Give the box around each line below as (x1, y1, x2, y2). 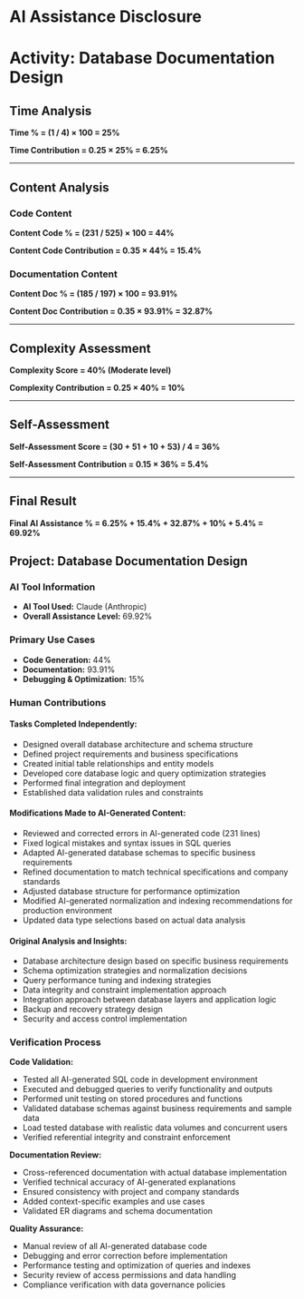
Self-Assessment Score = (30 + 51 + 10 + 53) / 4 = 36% (9, 441, 221, 452)
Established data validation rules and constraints (22, 786, 204, 797)
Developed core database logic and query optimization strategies (22, 767, 267, 778)
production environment (22, 904, 113, 915)
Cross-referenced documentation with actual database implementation (22, 1167, 288, 1178)
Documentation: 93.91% (22, 664, 116, 675)
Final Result (9, 493, 77, 509)
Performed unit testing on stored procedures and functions (22, 1093, 242, 1104)
